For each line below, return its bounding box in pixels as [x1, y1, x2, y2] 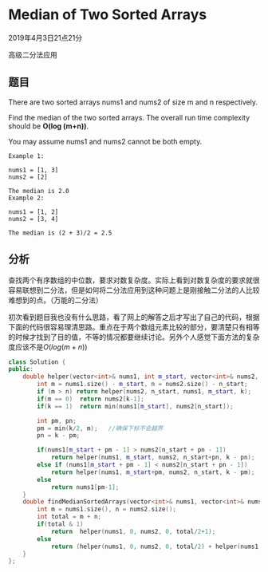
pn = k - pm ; [37, 432, 81, 440]
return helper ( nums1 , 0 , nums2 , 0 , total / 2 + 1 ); [50, 527, 216, 535]
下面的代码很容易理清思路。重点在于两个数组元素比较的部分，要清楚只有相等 [8, 322, 260, 332]
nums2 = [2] [8, 173, 48, 181]
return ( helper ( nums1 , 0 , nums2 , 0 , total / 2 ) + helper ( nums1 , [50, 542, 262, 550]
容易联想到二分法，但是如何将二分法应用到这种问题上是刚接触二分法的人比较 [8, 285, 260, 294]
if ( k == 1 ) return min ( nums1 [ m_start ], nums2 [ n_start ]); [37, 402, 234, 410]
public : [8, 365, 34, 373]
